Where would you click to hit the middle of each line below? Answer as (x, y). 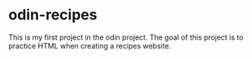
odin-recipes (53, 15)
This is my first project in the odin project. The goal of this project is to (126, 37)
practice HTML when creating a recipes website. (90, 45)
